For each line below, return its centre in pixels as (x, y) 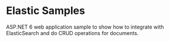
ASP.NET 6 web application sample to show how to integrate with (85, 27)
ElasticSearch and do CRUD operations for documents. (72, 33)
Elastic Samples (46, 11)
